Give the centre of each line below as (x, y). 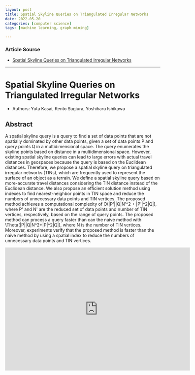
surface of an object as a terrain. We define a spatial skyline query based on (82, 178)
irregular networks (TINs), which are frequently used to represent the (75, 173)
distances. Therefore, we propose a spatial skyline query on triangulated (79, 167)
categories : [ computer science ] (38, 23)
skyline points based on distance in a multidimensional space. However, (78, 152)
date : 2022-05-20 (23, 19)
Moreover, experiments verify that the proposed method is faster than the (80, 230)
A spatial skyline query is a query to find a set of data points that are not (78, 136)
